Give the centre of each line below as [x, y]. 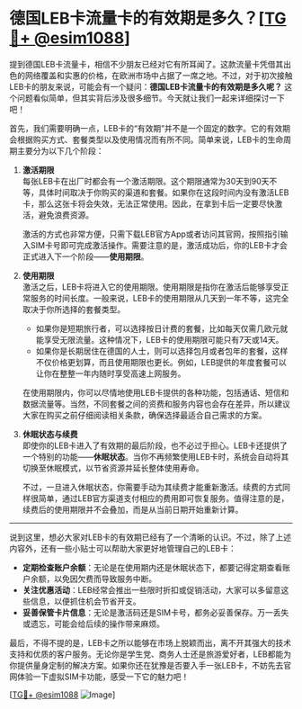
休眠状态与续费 [50, 434]
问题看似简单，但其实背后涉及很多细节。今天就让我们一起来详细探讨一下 [151, 98]
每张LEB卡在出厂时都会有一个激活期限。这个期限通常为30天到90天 [146, 181]
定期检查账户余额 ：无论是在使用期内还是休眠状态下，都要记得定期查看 [152, 567]
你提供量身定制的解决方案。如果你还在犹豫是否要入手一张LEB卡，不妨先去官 [151, 665]
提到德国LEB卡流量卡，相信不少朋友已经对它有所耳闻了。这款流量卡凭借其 [147, 64]
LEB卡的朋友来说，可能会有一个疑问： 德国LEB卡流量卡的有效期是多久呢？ [146, 86]
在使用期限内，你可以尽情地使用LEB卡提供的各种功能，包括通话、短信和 [155, 392]
